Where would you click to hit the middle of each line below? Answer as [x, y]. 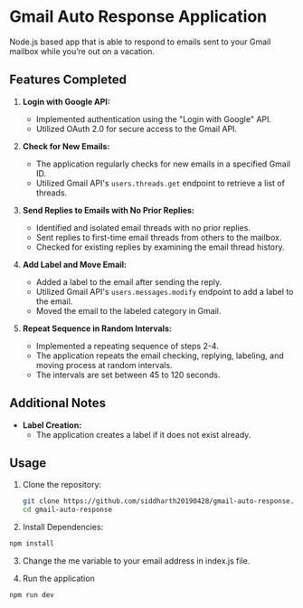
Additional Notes [58, 403]
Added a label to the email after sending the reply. [129, 281]
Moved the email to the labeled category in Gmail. [128, 310]
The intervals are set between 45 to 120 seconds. [128, 375]
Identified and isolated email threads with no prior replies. [143, 227]
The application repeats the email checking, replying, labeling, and [160, 356]
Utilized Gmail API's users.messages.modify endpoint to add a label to [165, 291]
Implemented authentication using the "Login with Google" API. [154, 119]
